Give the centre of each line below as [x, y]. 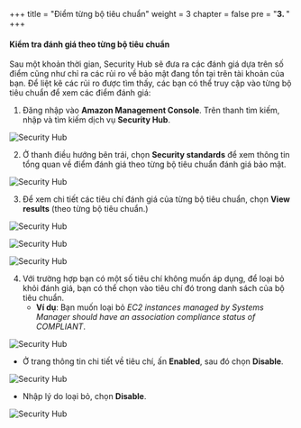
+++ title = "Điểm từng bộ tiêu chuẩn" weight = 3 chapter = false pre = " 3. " [150, 14]
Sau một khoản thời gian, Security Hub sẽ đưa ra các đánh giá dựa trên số [146, 64]
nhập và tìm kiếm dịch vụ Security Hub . [96, 120]
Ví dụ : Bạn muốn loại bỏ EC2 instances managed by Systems [150, 307]
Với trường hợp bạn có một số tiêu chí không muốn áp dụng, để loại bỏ [153, 278]
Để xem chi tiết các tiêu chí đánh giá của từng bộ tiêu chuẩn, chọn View [156, 199]
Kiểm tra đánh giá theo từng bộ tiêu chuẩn [90, 44]
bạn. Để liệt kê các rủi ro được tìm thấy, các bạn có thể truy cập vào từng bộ [150, 83]
